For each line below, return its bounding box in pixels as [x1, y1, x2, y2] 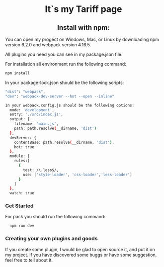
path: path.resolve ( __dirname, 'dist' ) [14, 126, 97, 131]
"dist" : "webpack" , [5, 89, 46, 94]
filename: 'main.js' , [14, 121, 59, 126]
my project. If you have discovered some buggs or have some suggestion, [5, 252, 157, 258]
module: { [9, 154, 30, 159]
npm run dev [9, 223, 35, 228]
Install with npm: [57, 23, 110, 32]
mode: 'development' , [9, 107, 55, 112]
